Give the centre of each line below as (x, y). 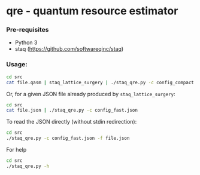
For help (16, 150)
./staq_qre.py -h (28, 166)
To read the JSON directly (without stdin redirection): (72, 122)
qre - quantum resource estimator (92, 11)
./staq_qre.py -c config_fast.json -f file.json (68, 139)
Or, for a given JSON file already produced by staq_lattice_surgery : (91, 94)
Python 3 (26, 42)
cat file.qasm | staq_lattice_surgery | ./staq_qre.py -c (80, 82)
